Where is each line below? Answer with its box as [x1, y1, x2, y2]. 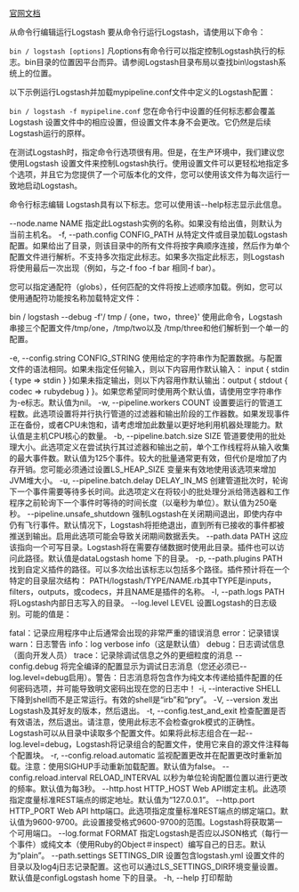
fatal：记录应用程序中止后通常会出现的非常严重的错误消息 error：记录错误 [9, 628, 280, 638]
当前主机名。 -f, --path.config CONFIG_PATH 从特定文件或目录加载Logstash [9, 230, 287, 239]
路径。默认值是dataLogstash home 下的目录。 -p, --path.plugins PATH [24, 553, 283, 564]
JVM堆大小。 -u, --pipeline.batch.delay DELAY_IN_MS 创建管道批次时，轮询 [9, 475, 288, 485]
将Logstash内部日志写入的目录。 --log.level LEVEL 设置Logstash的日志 [9, 597, 270, 608]
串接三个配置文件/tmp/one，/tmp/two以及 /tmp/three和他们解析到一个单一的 [9, 323, 289, 333]
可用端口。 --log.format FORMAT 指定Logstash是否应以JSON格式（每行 [16, 828, 281, 839]
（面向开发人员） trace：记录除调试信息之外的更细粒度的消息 [9, 650, 233, 661]
